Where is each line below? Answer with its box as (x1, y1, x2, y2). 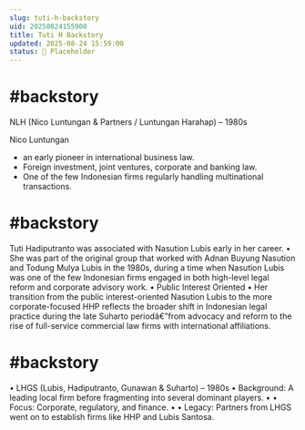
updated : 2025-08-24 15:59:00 (9, 38, 125, 48)
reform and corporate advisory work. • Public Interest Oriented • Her (9, 282, 269, 292)
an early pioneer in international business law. (22, 152, 195, 163)
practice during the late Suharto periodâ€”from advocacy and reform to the (9, 311, 292, 322)
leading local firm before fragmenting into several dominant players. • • (9, 392, 278, 403)
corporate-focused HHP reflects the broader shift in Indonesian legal (9, 302, 268, 312)
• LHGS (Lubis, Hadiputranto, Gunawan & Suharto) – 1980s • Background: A (9, 382, 294, 393)
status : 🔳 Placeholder (9, 47, 96, 56)
